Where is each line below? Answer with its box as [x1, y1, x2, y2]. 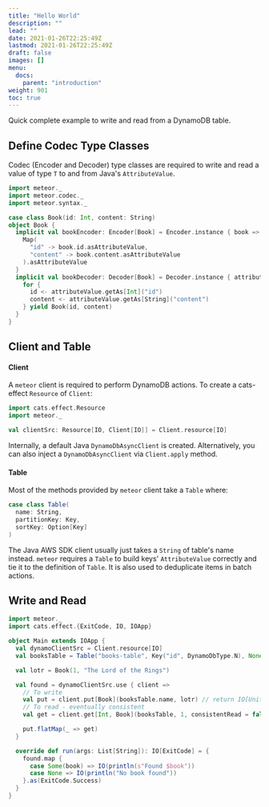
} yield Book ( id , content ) [22, 303, 113, 311]
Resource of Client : [29, 389, 93, 398]
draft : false [8, 49, 52, 57]
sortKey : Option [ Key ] [15, 523, 88, 531]
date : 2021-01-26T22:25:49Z [8, 34, 102, 42]
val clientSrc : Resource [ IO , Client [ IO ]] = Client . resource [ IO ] [8, 426, 227, 434]
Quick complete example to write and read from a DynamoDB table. [8, 115, 231, 125]
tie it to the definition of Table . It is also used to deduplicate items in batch [8, 562, 252, 571]
